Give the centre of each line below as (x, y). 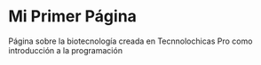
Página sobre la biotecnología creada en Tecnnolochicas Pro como (130, 41)
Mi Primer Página (72, 16)
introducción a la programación (66, 50)
